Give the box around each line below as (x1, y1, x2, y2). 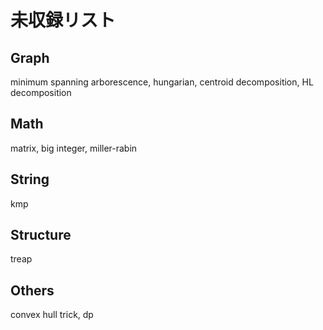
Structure (10, 227, 72, 244)
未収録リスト (10, 9, 117, 32)
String (10, 171, 50, 188)
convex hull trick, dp (10, 309, 94, 321)
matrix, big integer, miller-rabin (10, 142, 138, 154)
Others (10, 282, 55, 299)
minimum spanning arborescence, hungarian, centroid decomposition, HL (10, 76, 314, 88)
